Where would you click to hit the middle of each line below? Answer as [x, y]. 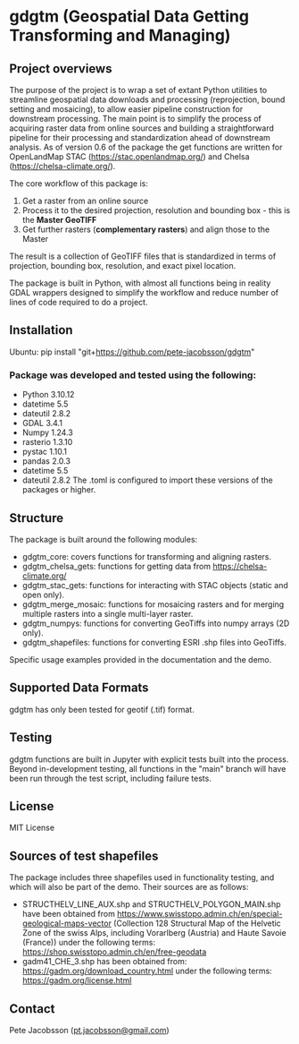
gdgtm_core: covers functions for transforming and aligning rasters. [147, 556]
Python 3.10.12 [48, 395]
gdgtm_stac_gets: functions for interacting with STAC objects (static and [155, 585]
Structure [37, 518]
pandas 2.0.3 [46, 461]
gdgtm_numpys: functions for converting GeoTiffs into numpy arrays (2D [156, 623]
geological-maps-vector [66, 923]
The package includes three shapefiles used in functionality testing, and [142, 877]
